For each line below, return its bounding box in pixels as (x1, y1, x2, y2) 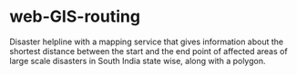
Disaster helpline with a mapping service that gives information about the (9, 36, 284, 47)
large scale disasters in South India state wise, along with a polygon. (9, 55, 266, 66)
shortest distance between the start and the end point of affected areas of (9, 45, 289, 56)
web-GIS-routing (9, 6, 141, 27)
